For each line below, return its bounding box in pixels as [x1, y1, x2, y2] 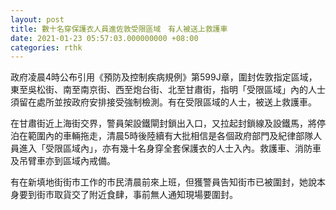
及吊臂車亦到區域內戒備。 [10, 155, 116, 167]
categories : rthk [10, 42, 83, 53]
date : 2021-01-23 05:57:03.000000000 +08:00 [10, 33, 199, 43]
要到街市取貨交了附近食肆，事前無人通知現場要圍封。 [18, 189, 238, 201]
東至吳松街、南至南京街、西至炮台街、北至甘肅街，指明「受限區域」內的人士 [10, 84, 326, 96]
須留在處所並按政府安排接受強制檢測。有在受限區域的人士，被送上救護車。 [10, 96, 317, 108]
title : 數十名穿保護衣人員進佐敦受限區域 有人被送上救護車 [10, 24, 228, 34]
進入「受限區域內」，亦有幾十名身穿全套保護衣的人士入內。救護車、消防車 [18, 142, 322, 155]
